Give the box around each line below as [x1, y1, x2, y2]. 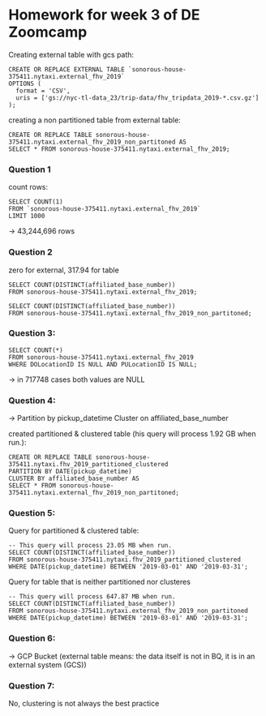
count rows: [8, 182, 49, 192]
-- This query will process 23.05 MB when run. [8, 542, 173, 550]
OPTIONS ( [8, 79, 42, 88]
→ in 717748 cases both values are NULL [8, 375, 145, 384]
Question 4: [8, 395, 56, 406]
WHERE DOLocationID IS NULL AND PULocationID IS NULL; [8, 360, 198, 368]
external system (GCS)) [8, 659, 87, 670]
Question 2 [8, 247, 53, 258]
